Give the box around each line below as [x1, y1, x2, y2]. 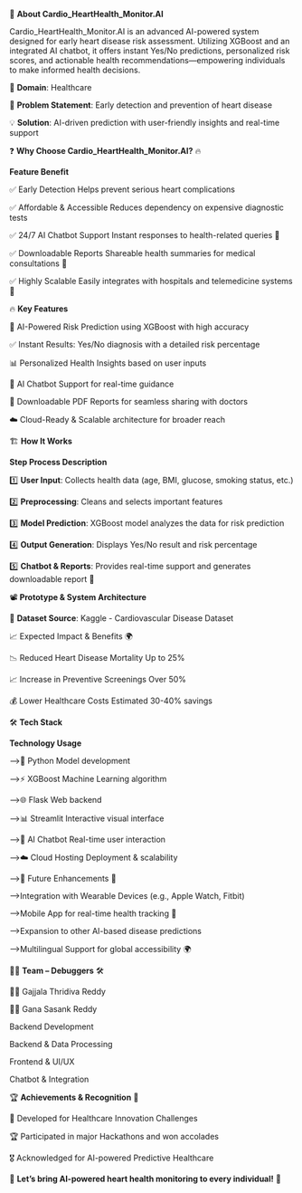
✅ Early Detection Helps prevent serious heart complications [9, 184, 235, 195]
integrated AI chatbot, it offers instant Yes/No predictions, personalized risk [9, 45, 290, 56]
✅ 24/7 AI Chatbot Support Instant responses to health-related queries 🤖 [9, 230, 280, 240]
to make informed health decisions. [9, 64, 141, 75]
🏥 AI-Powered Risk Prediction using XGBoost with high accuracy [9, 321, 250, 332]
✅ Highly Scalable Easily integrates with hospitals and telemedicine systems [9, 276, 293, 286]
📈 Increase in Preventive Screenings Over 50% [9, 674, 187, 684]
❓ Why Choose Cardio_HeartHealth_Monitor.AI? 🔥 [9, 146, 202, 156]
